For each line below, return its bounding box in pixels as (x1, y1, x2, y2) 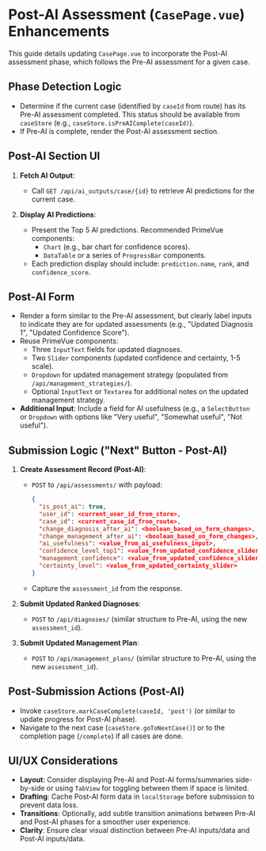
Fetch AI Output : (19, 171, 75, 180)
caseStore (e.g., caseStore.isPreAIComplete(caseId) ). (19, 117, 195, 128)
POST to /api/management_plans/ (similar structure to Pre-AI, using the (31, 653, 257, 663)
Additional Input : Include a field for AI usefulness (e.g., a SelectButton (19, 404, 250, 413)
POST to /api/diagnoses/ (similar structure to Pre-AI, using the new (31, 614, 248, 623)
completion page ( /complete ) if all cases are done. (19, 731, 184, 741)
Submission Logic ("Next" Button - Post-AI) (8, 443, 228, 457)
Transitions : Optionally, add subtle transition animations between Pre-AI (19, 809, 256, 818)
